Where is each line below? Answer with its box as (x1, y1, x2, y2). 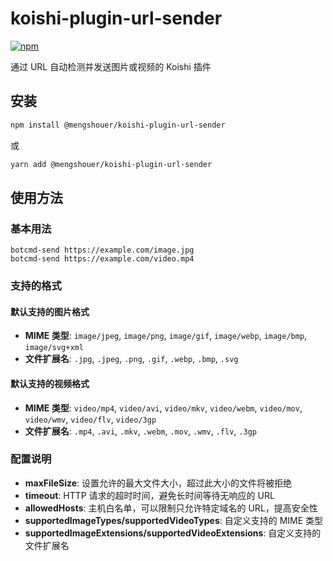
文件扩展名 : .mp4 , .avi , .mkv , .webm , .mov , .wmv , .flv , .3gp (24, 425, 257, 437)
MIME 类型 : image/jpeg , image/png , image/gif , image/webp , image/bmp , (24, 330, 308, 342)
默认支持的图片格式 (10, 305, 90, 317)
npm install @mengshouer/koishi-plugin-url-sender (10, 120, 226, 130)
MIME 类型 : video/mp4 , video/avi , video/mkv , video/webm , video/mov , (24, 402, 303, 414)
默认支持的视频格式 (10, 377, 90, 389)
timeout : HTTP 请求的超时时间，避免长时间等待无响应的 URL (24, 489, 275, 501)
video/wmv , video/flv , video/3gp (24, 413, 157, 425)
